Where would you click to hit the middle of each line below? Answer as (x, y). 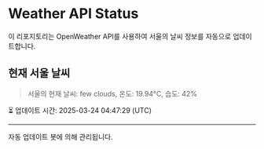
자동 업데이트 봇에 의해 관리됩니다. (60, 136)
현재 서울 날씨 (39, 73)
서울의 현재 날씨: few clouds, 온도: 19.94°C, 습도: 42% (112, 93)
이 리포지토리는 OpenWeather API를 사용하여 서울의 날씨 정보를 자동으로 (120, 36)
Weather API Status (73, 14)
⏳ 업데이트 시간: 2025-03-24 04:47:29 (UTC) (80, 110)
